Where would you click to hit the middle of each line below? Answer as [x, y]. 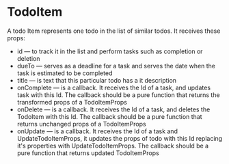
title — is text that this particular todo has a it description [96, 80]
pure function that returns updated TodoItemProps [88, 153]
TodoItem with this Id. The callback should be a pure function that [110, 116]
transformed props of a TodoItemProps [72, 102]
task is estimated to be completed [65, 73]
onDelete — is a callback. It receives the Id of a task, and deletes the [113, 109]
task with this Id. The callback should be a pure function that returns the [118, 95]
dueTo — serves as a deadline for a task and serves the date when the [116, 66]
